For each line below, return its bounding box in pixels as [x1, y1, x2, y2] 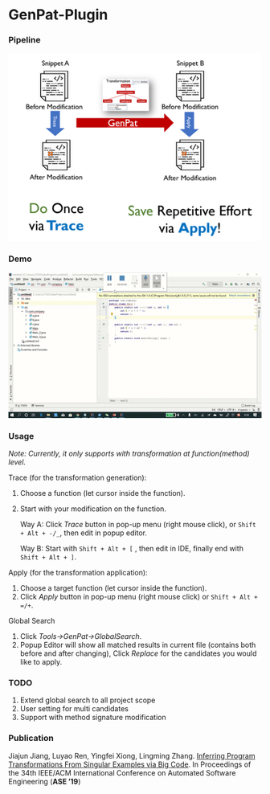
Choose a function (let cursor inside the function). [19, 488, 186, 497]
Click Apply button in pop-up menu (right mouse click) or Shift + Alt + [19, 591, 259, 601]
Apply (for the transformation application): [8, 567, 148, 577]
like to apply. [19, 657, 63, 666]
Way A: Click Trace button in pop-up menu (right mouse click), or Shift [19, 519, 256, 529]
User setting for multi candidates [19, 704, 129, 714]
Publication [8, 733, 54, 744]
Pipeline [8, 35, 41, 46]
